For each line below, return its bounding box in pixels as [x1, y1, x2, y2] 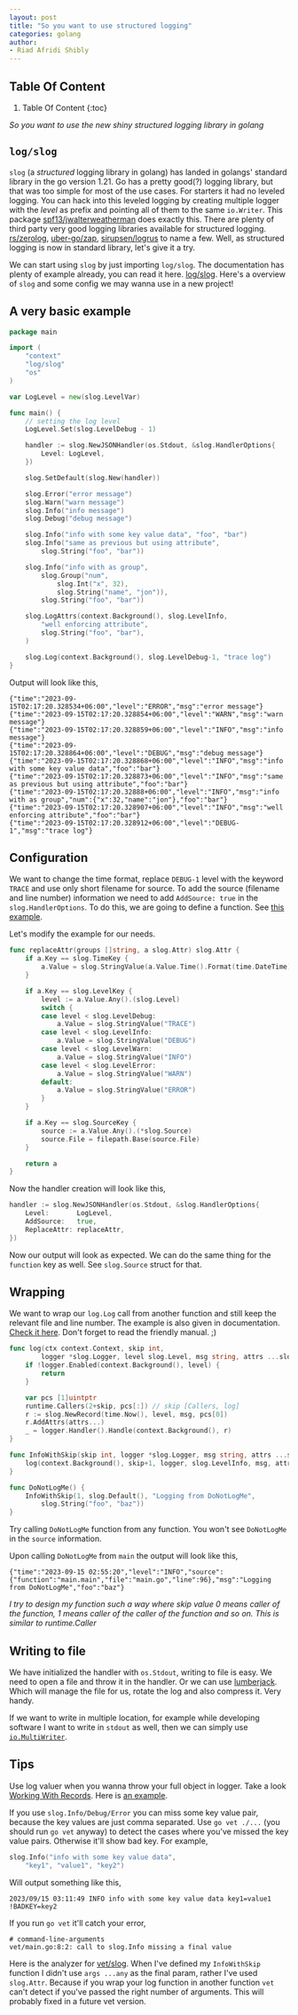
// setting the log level [25, 416, 122, 426]
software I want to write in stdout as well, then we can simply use [9, 1722, 248, 1732]
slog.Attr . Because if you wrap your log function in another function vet [9, 1977, 275, 1987]
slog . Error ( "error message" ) [25, 489, 133, 498]
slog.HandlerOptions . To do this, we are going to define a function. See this [9, 902, 285, 913]
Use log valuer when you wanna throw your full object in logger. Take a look [9, 1781, 286, 1791]
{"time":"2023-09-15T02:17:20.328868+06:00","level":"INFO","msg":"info [9, 756, 284, 765]
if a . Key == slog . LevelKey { [25, 986, 133, 995]
